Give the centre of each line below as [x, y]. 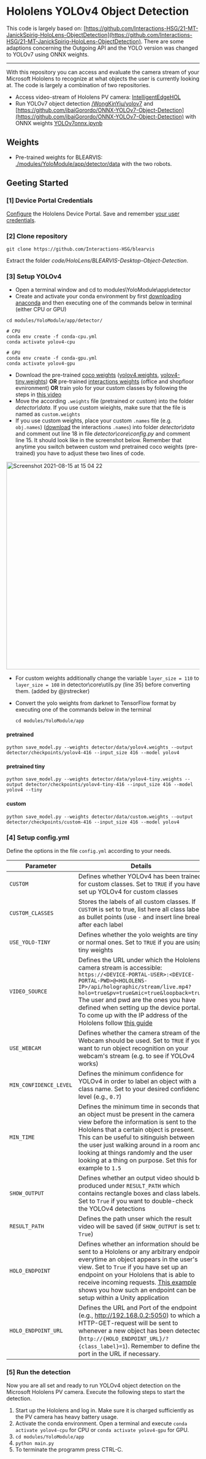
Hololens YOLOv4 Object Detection [97, 11]
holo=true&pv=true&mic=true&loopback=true [141, 993]
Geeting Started [37, 183]
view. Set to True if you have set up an [133, 1267]
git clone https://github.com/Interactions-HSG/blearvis [81, 249]
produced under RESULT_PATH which [129, 1185]
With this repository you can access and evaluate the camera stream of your [103, 72]
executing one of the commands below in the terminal [83, 710]
